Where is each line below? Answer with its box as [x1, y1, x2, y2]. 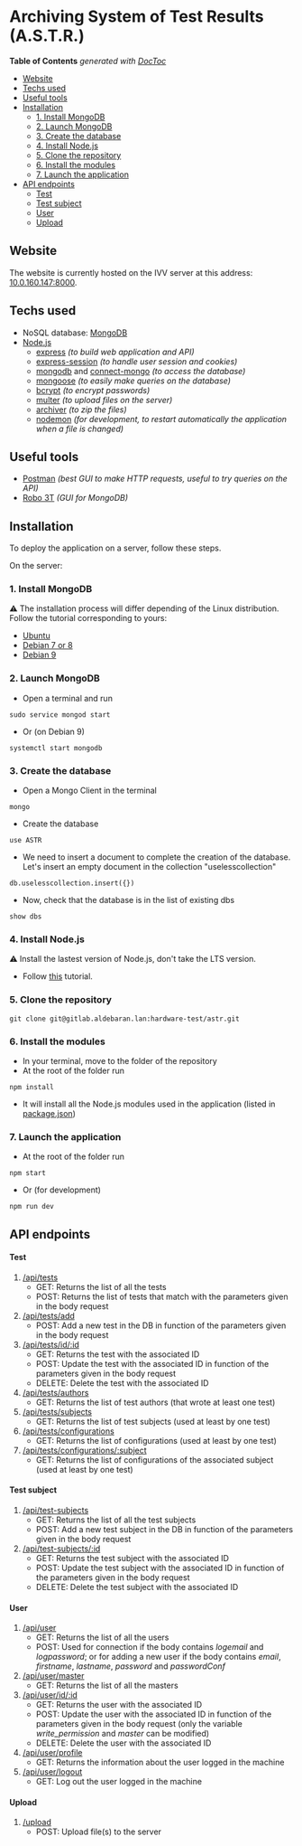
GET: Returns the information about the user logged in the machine [35, 1757, 285, 1768]
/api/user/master [22, 1671, 85, 1681]
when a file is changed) [35, 423, 124, 434]
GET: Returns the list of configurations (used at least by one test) [35, 1435, 278, 1446]
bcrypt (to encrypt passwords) [35, 384, 151, 395]
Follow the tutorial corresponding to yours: [9, 613, 168, 624]
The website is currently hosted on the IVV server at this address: [9, 267, 253, 278]
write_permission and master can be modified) [35, 1728, 210, 1739]
